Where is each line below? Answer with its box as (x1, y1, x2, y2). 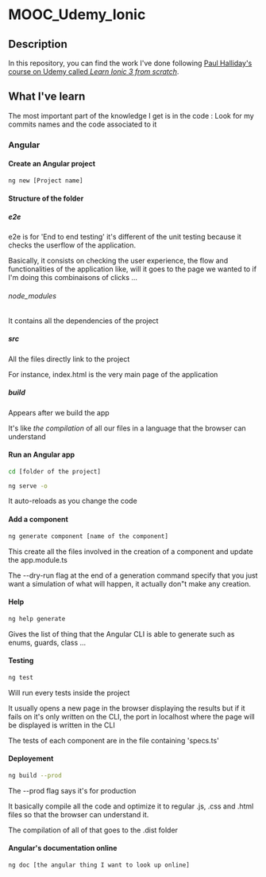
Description (8, 37, 67, 51)
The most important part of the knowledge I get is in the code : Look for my (8, 111, 254, 120)
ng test (8, 673, 34, 681)
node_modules (8, 290, 57, 300)
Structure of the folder (8, 193, 84, 204)
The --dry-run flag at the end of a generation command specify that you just (8, 571, 258, 580)
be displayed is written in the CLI (8, 720, 115, 730)
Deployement (8, 754, 54, 763)
